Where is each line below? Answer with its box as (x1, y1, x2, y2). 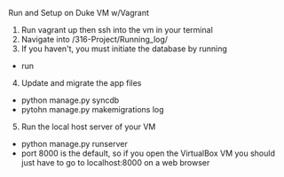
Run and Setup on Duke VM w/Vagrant (8, 8, 150, 18)
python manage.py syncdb (20, 95, 120, 105)
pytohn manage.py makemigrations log (20, 104, 165, 114)
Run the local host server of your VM (20, 121, 156, 132)
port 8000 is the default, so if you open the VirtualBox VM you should (20, 148, 276, 158)
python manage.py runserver (20, 139, 128, 149)
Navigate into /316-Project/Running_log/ (20, 35, 169, 44)
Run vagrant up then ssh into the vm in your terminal (20, 25, 214, 35)
